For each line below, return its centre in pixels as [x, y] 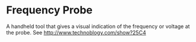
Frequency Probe [50, 10]
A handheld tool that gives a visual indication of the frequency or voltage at [98, 26]
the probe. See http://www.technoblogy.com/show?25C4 [76, 32]
